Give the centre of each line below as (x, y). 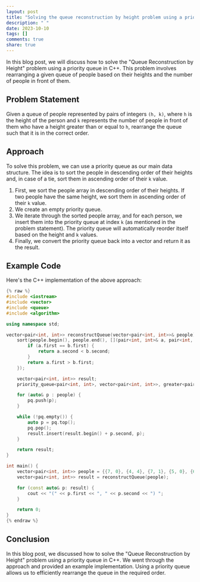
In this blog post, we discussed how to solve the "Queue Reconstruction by (98, 553)
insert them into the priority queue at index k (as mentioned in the (95, 222)
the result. (27, 247)
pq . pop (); (40, 428)
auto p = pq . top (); (52, 422)
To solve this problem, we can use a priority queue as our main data (89, 166)
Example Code (34, 266)
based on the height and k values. (56, 234)
